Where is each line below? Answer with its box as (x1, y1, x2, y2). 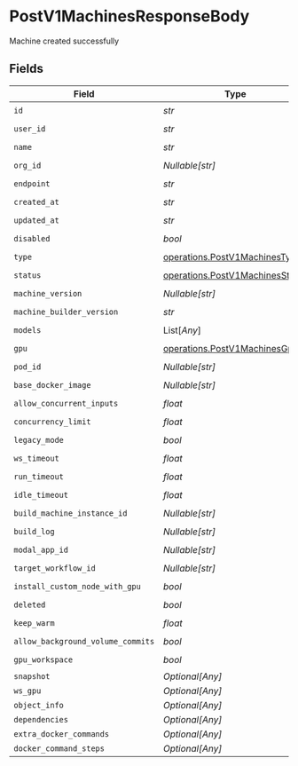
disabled (13, 233, 51, 244)
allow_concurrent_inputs (13, 399, 119, 409)
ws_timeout (13, 454, 59, 463)
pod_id (13, 362, 42, 372)
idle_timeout (13, 490, 69, 501)
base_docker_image (13, 380, 91, 391)
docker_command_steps (13, 743, 105, 754)
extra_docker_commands (13, 729, 109, 738)
